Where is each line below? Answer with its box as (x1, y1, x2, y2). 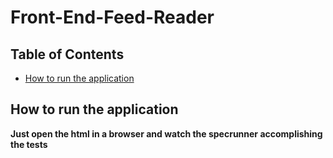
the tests (10, 138, 48, 150)
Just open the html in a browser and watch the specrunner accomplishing (10, 127, 323, 140)
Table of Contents (10, 46, 125, 63)
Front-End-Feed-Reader (10, 6, 215, 29)
